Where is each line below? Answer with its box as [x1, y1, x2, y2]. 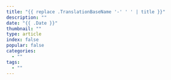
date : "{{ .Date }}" [6, 20, 58, 26]
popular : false [6, 43, 45, 49]
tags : [6, 59, 20, 65]
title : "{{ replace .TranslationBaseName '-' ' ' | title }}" [6, 8, 166, 15]
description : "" [6, 14, 47, 20]
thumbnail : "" [6, 25, 42, 32]
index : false [6, 37, 39, 43]
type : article [6, 31, 42, 37]
